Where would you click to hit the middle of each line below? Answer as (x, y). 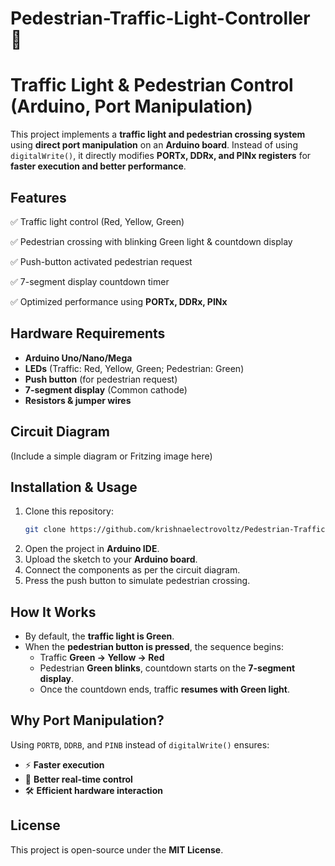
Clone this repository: (69, 511)
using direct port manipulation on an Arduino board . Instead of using (154, 145)
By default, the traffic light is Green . (99, 636)
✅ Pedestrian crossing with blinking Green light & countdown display (151, 241)
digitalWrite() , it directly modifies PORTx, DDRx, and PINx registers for (161, 156)
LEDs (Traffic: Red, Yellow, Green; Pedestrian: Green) (134, 368)
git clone (45, 530)
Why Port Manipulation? (87, 720)
